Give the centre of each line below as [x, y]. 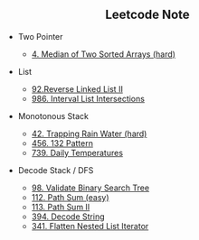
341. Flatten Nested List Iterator [90, 226]
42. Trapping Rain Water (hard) [89, 134]
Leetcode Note [147, 15]
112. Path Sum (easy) [71, 197]
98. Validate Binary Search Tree [90, 188]
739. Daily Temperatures [77, 152]
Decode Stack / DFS [56, 170]
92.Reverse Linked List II [77, 88]
